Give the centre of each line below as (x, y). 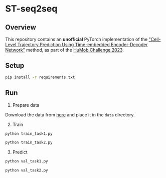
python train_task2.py (29, 143)
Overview (21, 27)
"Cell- (155, 39)
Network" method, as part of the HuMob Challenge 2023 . (64, 50)
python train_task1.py (29, 133)
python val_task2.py (27, 170)
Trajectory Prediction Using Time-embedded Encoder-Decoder (82, 45)
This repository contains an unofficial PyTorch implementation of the (76, 39)
